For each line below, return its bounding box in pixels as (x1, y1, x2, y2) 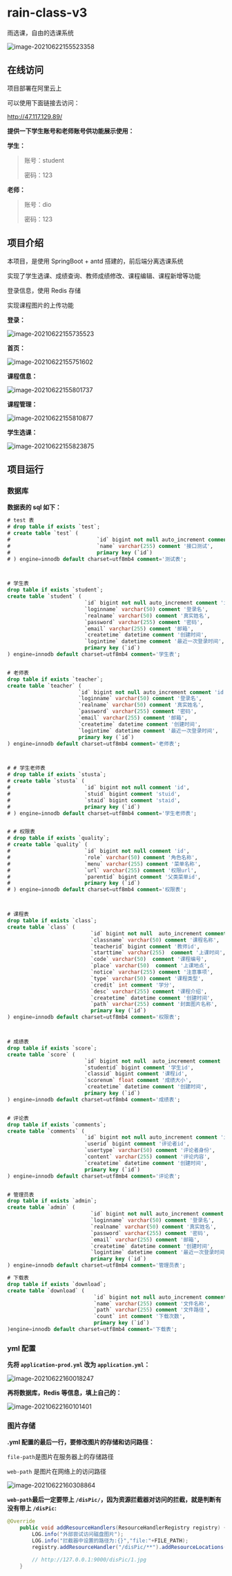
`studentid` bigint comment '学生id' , (84, 1064, 194, 1071)
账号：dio (23, 200, 52, 208)
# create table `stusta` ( (7, 778, 85, 785)
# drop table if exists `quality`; (7, 835, 110, 842)
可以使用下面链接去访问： (7, 98, 80, 107)
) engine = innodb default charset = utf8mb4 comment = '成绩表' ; (7, 1096, 181, 1103)
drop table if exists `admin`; (7, 1198, 97, 1204)
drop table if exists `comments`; (7, 1121, 107, 1128)
